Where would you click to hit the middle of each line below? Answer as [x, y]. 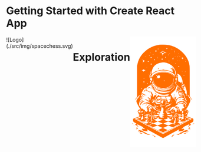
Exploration [102, 57]
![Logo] [15, 39]
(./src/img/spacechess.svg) [39, 46]
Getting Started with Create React [90, 11]
